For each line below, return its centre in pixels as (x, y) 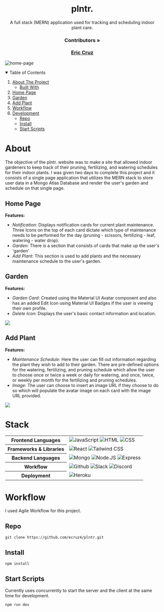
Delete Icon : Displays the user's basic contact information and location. (84, 313)
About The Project (31, 82)
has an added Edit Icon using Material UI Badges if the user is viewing (82, 303)
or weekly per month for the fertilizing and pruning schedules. (74, 380)
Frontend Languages (36, 440)
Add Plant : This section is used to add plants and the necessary (76, 256)
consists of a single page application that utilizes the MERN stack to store (79, 178)
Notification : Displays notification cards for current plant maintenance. (83, 225)
